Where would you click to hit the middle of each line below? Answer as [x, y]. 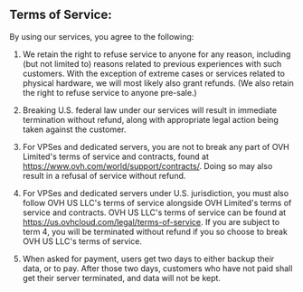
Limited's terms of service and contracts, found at [116, 156]
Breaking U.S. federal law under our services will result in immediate [150, 110]
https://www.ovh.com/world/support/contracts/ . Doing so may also [147, 165]
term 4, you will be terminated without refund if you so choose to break [155, 231]
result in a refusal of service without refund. [104, 175]
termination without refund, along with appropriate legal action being [150, 119]
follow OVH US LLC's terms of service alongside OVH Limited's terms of [157, 203]
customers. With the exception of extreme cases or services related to [153, 73]
